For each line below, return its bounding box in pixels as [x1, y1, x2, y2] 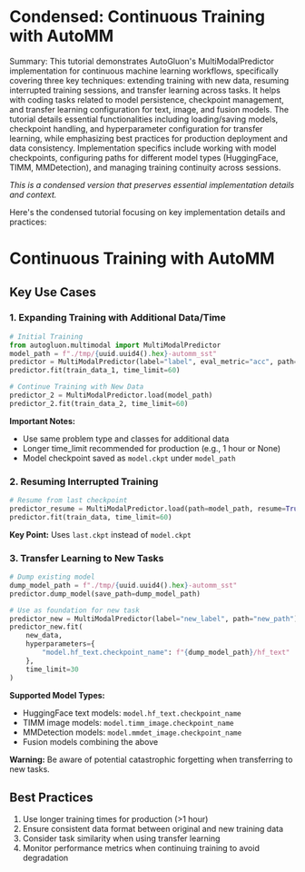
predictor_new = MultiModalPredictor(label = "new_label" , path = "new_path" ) [9, 614, 299, 623]
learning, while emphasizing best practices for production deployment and [9, 133, 289, 144]
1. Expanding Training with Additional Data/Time [9, 312, 227, 324]
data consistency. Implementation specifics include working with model [9, 143, 277, 154]
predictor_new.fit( [9, 622, 84, 632]
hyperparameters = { [25, 639, 95, 649]
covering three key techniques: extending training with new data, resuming [9, 74, 290, 85]
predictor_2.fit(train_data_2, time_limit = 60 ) [9, 399, 189, 408]
